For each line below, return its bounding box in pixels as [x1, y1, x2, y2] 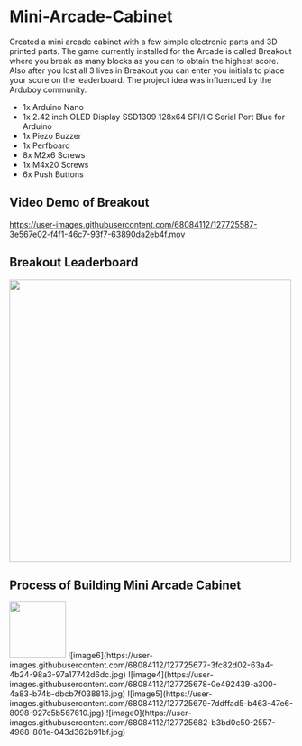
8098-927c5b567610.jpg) [9, 707, 105, 719]
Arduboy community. [9, 84, 87, 95]
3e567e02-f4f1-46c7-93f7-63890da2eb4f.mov [9, 228, 186, 239]
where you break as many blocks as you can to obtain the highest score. [9, 55, 279, 66]
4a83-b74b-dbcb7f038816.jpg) [9, 688, 126, 699]
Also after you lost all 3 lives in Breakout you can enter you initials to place [9, 65, 285, 76]
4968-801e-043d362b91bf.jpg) [9, 727, 126, 738]
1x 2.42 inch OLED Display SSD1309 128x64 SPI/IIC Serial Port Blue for [22, 111, 286, 122]
